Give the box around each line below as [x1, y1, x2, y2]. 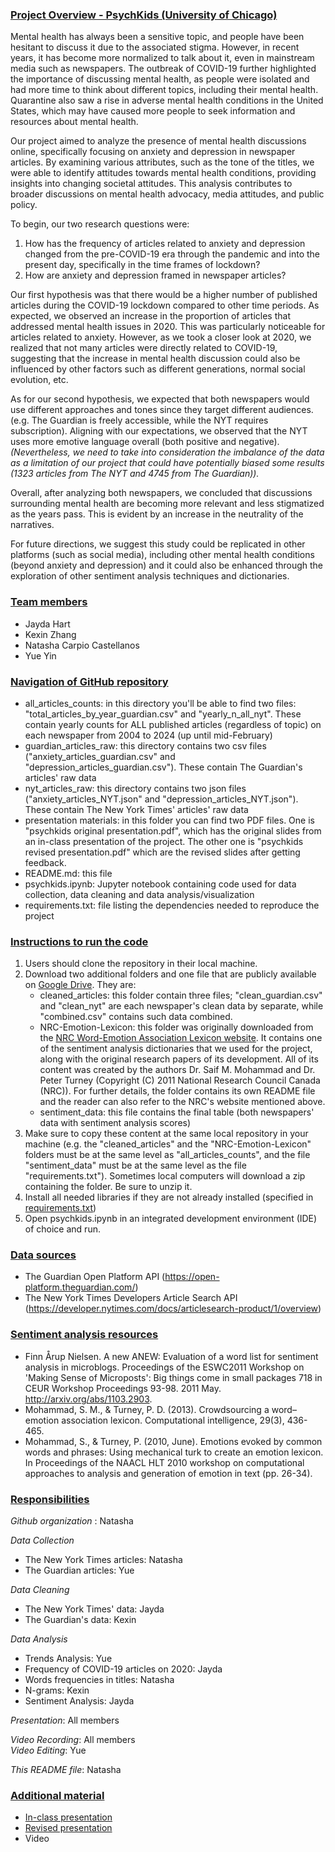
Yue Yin [24, 649, 57, 662]
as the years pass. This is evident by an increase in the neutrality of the [10, 508, 304, 520]
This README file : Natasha [10, 1764, 122, 1776]
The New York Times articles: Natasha [24, 1554, 183, 1566]
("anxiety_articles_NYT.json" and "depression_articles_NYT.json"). [24, 793, 299, 805]
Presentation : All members [10, 1714, 120, 1727]
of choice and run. [24, 1223, 101, 1235]
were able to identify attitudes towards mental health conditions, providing [10, 167, 317, 179]
